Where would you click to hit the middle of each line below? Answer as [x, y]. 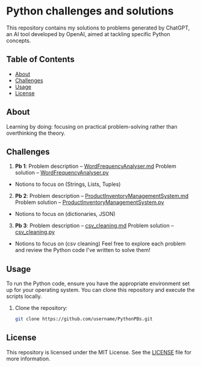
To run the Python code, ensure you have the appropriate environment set [98, 283]
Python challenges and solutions [90, 11]
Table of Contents [41, 59]
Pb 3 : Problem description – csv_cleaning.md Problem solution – [94, 226]
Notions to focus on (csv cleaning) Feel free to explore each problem [100, 244]
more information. [28, 359]
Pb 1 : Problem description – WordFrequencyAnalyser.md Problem [95, 166]
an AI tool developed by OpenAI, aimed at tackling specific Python [88, 34]
